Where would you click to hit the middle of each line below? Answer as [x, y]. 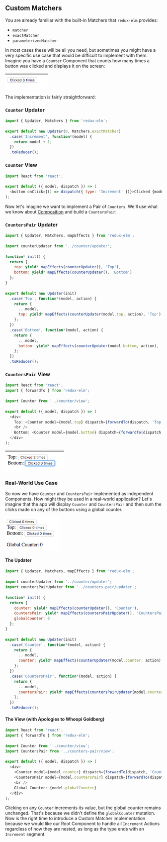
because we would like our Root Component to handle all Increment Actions [83, 824]
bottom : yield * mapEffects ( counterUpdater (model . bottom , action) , [88, 346]
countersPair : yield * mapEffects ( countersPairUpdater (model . [83, 692]
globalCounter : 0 [32, 619]
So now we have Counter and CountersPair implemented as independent [79, 494]
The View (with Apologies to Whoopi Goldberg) [55, 719]
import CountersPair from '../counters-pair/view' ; [60, 751]
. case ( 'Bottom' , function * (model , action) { [56, 330]
